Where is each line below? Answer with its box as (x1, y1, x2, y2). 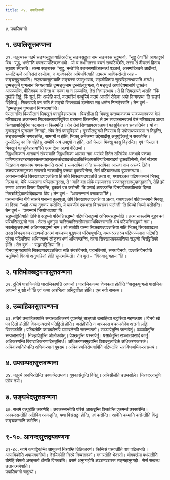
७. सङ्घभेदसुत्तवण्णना (5, 393, 57, 402)
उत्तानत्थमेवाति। (5, 463, 31, 469)
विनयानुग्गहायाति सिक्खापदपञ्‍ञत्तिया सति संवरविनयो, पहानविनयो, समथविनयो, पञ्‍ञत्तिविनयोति (5, 247, 153, 253)
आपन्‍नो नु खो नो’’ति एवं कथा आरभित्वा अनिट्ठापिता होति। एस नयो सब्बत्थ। (5, 287, 123, 293)
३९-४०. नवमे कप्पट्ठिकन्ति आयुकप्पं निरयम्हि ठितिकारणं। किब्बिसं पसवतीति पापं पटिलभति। (5, 446, 148, 452)
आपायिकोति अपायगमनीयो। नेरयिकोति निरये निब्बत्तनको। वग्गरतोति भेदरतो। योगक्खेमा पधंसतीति (5, 452, 158, 458)
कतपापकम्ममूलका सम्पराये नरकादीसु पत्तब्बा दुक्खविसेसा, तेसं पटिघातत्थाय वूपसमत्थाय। (5, 168, 142, 174)
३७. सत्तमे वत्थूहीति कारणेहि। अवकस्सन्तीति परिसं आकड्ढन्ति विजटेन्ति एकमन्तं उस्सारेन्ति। (5, 406, 148, 412)
